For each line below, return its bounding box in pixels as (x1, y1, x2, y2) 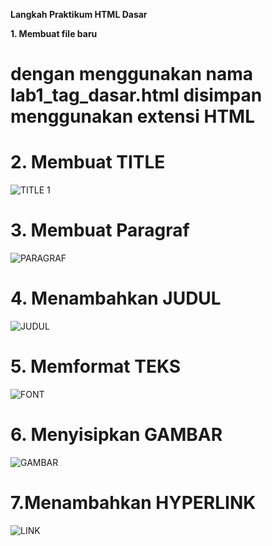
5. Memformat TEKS (10, 355, 182, 378)
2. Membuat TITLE (10, 151, 166, 174)
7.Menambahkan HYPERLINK (10, 492, 257, 514)
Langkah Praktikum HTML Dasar (10, 9, 148, 20)
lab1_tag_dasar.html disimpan (10, 84, 263, 107)
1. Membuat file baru (10, 28, 98, 39)
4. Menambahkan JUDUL (10, 287, 222, 310)
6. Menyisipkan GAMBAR (10, 424, 223, 446)
